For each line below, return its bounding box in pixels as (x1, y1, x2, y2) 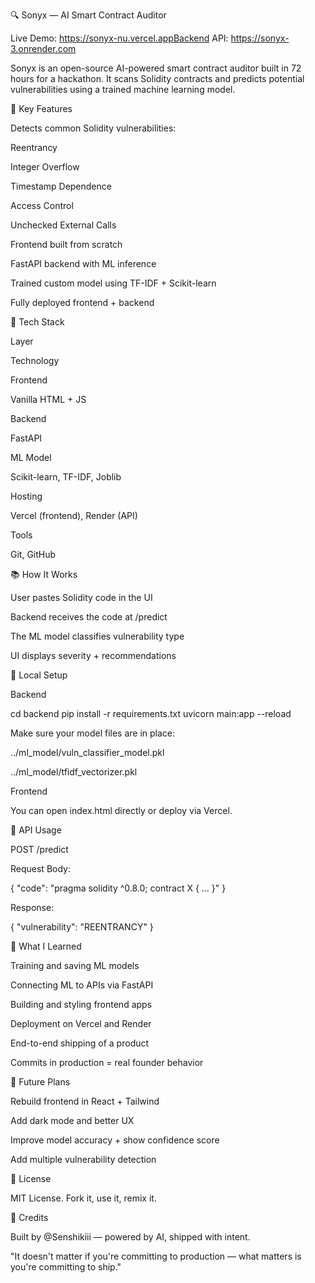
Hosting (10, 490, 43, 502)
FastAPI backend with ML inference (10, 258, 157, 269)
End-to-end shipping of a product (10, 1037, 150, 1049)
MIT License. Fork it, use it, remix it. (10, 1192, 157, 1204)
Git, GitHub (10, 549, 57, 560)
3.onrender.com (10, 43, 77, 54)
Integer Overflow (10, 161, 80, 173)
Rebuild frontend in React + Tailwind (10, 1095, 160, 1107)
